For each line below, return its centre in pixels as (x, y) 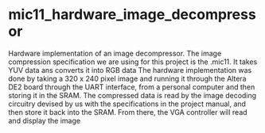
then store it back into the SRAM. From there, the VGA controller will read (128, 112)
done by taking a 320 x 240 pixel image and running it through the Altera (127, 78)
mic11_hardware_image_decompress (132, 15)
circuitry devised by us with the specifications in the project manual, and (127, 104)
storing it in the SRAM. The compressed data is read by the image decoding (132, 95)
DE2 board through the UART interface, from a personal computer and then (132, 87)
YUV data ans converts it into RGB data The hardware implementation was (130, 70)
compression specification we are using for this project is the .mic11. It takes (133, 62)
